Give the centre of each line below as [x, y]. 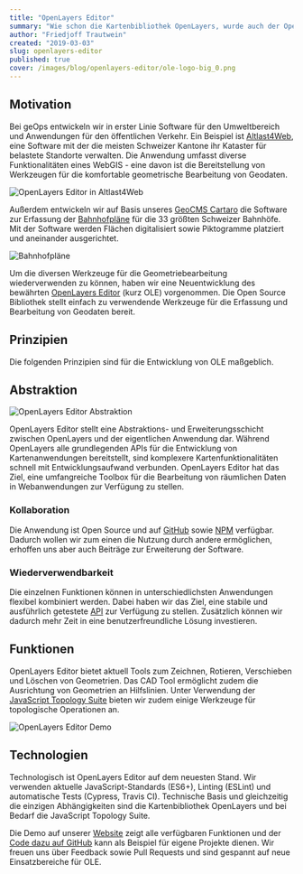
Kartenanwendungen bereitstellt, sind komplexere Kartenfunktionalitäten [144, 458]
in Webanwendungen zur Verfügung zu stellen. [97, 487]
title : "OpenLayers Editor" [62, 18]
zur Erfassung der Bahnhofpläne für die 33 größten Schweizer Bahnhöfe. [145, 218]
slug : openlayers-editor [56, 51]
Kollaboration [40, 510]
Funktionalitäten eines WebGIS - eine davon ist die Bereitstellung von [138, 164]
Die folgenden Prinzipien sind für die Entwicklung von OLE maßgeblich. [142, 361]
